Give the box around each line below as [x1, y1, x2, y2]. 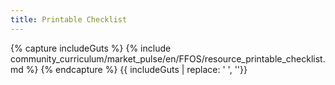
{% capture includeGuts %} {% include [10, 42, 172, 54]
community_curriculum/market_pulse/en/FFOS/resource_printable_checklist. [10, 52, 326, 65]
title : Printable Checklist [10, 14, 128, 25]
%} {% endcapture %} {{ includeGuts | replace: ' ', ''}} [25, 63, 248, 75]
